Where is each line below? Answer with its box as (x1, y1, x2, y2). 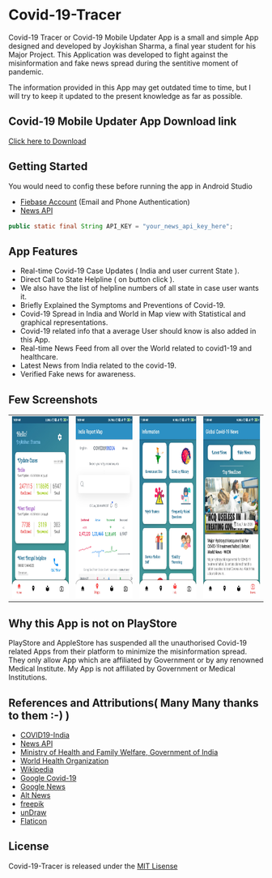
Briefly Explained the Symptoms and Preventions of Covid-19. (19, 300, 226, 310)
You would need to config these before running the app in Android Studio (8, 181, 253, 191)
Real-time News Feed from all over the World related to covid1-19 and (19, 343, 253, 353)
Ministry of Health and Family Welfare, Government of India (19, 747, 219, 757)
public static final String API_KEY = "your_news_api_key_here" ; (8, 222, 233, 230)
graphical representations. (19, 318, 108, 327)
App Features (8, 245, 79, 258)
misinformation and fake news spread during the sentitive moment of (8, 58, 239, 68)
